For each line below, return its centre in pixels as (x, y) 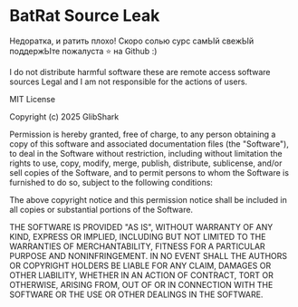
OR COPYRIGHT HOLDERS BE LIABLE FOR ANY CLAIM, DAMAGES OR (140, 265)
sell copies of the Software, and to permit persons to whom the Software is (149, 172)
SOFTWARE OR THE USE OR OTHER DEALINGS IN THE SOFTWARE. (136, 294)
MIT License (33, 99)
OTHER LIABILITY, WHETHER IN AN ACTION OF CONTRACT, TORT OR (141, 275)
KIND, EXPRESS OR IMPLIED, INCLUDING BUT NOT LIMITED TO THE (138, 236)
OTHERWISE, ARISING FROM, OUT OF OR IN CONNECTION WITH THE (141, 284)
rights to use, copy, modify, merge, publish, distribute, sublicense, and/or (146, 163)
